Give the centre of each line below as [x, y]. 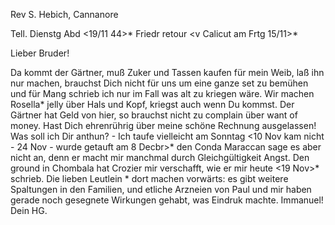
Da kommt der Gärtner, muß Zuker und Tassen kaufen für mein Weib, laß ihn [167, 72]
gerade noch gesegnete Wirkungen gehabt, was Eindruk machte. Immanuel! [167, 200]
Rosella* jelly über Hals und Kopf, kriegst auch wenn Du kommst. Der [152, 104]
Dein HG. [29, 210]
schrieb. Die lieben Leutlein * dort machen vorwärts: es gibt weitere [149, 178]
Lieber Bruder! [40, 53]
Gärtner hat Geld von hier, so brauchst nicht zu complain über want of [154, 115]
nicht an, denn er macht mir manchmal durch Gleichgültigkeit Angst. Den [160, 157]
